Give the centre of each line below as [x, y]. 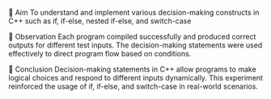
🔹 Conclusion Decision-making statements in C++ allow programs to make [132, 69]
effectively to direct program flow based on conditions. [100, 54]
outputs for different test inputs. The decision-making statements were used [135, 45]
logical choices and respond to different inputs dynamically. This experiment [135, 78]
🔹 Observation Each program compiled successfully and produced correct [132, 37]
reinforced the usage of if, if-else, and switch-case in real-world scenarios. [133, 86]
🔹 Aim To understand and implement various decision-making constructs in [134, 12]
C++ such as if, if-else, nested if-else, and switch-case [100, 21]
